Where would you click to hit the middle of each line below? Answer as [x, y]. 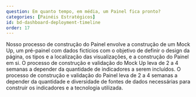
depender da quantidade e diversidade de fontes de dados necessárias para [98, 82]
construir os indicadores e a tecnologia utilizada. [65, 88]
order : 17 [18, 28]
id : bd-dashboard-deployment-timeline [53, 22]
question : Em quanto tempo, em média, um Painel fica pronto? [83, 11]
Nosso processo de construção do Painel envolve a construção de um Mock [98, 44]
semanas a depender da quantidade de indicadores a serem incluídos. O [94, 69]
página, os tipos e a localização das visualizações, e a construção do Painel [97, 57]
